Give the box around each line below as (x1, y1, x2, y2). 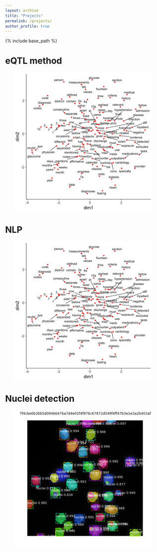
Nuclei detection (5, 393, 75, 404)
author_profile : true (5, 24, 50, 29)
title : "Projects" (5, 13, 43, 18)
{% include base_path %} (5, 38, 57, 44)
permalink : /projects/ (5, 18, 52, 23)
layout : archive (5, 8, 39, 13)
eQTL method (5, 55, 62, 66)
